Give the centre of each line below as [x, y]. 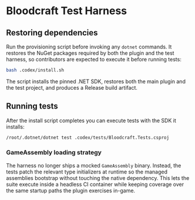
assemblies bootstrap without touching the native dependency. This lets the [98, 178]
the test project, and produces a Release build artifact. [72, 87]
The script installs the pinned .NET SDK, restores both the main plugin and [96, 81]
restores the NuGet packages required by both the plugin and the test [90, 53]
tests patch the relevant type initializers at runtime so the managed [87, 172]
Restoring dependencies [52, 33]
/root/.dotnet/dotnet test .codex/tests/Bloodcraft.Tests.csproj [88, 137]
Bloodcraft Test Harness [67, 11]
